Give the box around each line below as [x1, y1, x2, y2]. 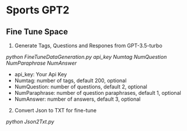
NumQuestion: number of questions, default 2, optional [14, 83, 148, 90]
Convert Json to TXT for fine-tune [14, 107, 97, 114]
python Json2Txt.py [6, 118, 54, 125]
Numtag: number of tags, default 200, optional [14, 77, 127, 84]
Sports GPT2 [6, 3, 70, 17]
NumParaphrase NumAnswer [6, 59, 77, 66]
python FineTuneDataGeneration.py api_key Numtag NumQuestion [6, 54, 167, 60]
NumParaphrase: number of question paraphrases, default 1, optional [14, 90, 181, 96]
